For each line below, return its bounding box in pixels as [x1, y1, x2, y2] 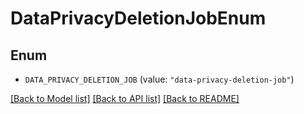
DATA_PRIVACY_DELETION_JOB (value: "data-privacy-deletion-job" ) [24, 73, 295, 85]
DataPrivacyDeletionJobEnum [10, 7, 267, 30]
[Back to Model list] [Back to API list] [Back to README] [10, 93, 240, 104]
